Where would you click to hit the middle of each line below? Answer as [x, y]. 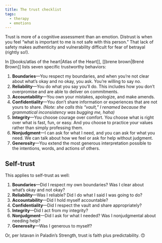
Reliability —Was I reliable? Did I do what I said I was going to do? [77, 195]
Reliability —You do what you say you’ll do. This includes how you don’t [83, 87]
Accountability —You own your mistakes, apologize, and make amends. [83, 97]
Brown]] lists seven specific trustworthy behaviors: [56, 67]
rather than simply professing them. [48, 128]
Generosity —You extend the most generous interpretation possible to [81, 143]
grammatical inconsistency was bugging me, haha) [63, 113]
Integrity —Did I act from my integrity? [50, 211]
